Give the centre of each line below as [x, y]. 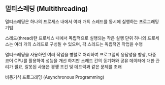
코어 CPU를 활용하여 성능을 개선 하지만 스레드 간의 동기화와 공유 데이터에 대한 [80, 61]
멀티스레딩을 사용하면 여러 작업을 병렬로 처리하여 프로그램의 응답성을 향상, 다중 [81, 54]
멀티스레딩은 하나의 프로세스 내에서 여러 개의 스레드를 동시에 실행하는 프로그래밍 [82, 21]
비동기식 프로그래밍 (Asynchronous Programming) [55, 77]
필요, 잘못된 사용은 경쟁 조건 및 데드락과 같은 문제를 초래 [68, 66]
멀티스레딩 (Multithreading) [47, 9]
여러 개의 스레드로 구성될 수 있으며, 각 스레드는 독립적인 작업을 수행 [78, 44]
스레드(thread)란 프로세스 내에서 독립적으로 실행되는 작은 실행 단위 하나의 [76, 38]
